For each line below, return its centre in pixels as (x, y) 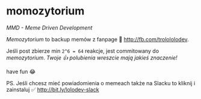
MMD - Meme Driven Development (49, 28)
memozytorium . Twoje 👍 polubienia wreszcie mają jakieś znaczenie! (92, 58)
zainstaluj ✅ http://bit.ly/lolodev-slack (53, 89)
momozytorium (45, 11)
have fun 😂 (21, 71)
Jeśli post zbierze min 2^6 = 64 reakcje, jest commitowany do (83, 51)
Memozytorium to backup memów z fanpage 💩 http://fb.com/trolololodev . (98, 39)
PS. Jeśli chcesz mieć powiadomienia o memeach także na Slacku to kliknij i (101, 83)
